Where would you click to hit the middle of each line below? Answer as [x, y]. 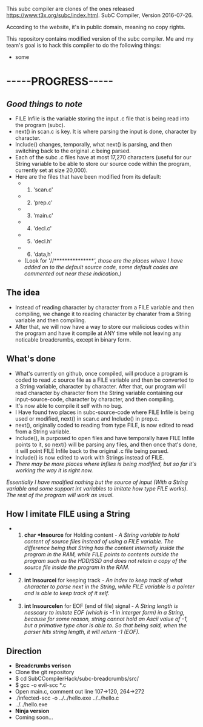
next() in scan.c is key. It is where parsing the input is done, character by [106, 131]
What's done [31, 359]
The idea [23, 293]
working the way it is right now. [54, 470]
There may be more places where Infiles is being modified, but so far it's [106, 464]
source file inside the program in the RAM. [77, 567]
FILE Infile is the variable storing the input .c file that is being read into [102, 119]
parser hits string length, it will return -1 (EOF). [82, 632]
